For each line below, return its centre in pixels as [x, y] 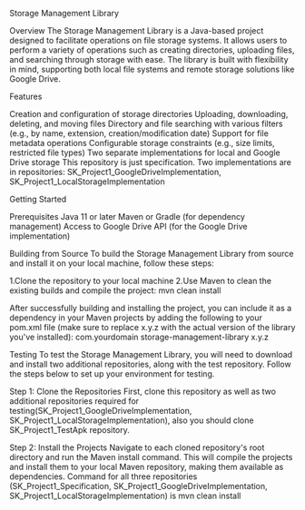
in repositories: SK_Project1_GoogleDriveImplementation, [116, 172]
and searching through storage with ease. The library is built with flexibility [149, 59]
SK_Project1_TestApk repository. [69, 430]
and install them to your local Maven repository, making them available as [147, 467]
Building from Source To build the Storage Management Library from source [152, 254]
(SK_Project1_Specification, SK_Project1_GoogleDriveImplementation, [138, 486]
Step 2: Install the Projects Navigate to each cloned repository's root [137, 447]
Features [26, 96]
